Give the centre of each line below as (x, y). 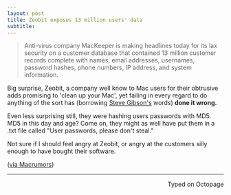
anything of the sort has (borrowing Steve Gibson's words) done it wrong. (112, 103)
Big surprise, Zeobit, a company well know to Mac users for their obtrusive (113, 88)
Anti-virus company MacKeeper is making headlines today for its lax (121, 46)
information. (41, 75)
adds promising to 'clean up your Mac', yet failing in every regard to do (107, 95)
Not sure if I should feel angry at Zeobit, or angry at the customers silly (107, 144)
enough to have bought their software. (62, 151)
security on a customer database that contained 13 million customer (120, 53)
